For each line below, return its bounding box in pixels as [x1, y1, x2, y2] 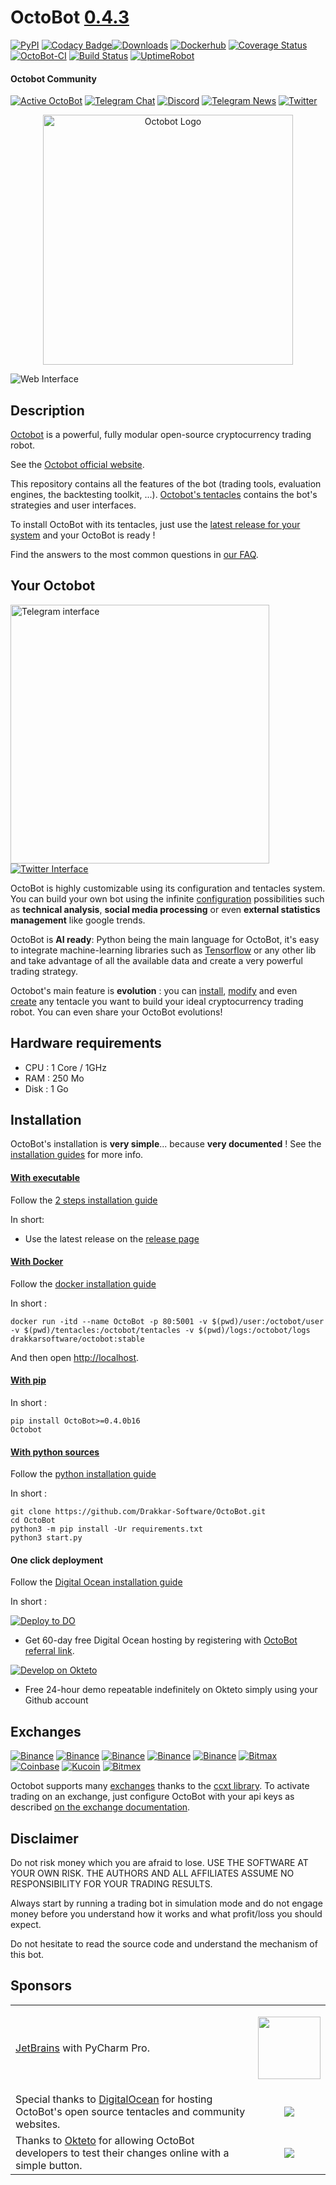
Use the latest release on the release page [24, 1232, 200, 1245]
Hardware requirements [10, 1035, 162, 1052]
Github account [24, 1694, 89, 1706]
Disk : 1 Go [24, 1082, 69, 1095]
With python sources [10, 1446, 100, 1458]
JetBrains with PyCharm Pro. [15, 2041, 151, 2055]
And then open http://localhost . [10, 1351, 140, 1363]
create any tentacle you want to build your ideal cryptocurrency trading [10, 995, 304, 1007]
